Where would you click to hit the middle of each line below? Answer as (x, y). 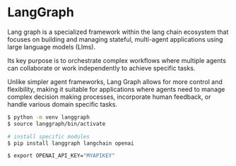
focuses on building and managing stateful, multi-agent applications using (115, 39)
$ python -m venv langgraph (49, 117)
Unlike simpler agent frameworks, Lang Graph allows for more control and (115, 81)
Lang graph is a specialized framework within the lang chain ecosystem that (118, 32)
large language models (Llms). (52, 47)
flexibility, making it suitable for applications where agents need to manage (116, 89)
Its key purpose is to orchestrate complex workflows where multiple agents (117, 60)
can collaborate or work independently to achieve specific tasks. (101, 68)
